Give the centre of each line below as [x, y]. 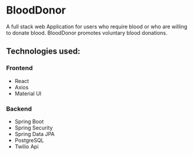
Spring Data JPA [35, 134]
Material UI [28, 93]
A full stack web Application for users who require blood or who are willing [97, 26]
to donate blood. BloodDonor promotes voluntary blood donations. [87, 32]
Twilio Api [27, 146]
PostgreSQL [29, 140]
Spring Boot [29, 121]
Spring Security [34, 128]
